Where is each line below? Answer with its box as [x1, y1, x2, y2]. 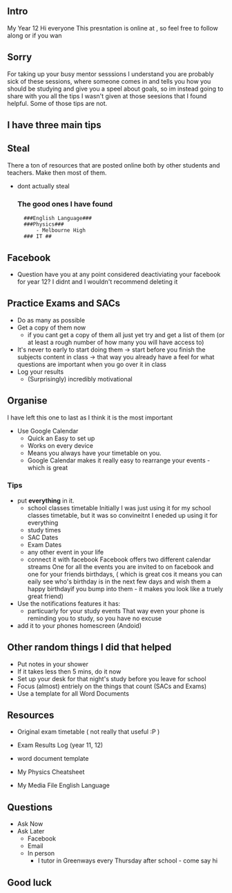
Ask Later [17, 827, 45, 836]
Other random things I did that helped [7, 642, 172, 653]
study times [27, 525, 61, 534]
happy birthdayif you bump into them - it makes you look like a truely [27, 584, 223, 593]
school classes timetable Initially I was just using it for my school [27, 503, 211, 512]
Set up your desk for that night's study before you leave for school [17, 674, 206, 683]
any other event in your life [27, 548, 104, 556]
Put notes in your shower [17, 660, 88, 668]
